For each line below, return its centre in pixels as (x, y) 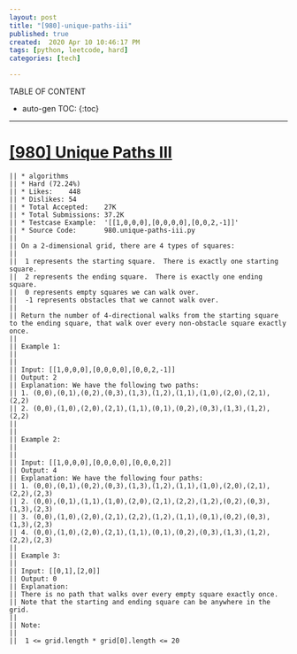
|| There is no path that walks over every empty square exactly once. (144, 594)
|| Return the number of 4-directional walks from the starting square (144, 315)
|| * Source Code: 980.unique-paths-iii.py (103, 230)
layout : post (33, 17)
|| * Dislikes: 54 (43, 199)
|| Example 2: (35, 439)
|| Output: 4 (33, 470)
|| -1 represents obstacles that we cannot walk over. (114, 300)
